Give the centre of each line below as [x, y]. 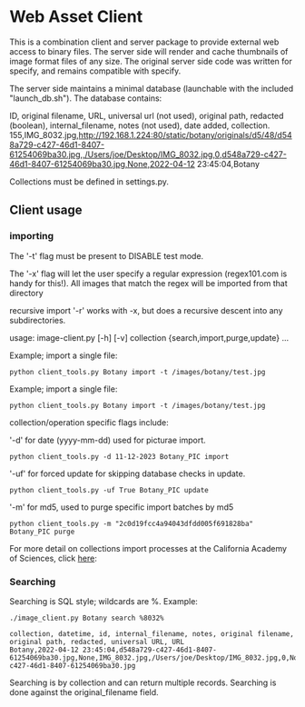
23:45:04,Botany [228, 164]
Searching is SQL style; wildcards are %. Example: [103, 601]
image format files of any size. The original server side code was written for [151, 61]
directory [26, 293]
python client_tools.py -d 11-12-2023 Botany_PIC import [119, 456]
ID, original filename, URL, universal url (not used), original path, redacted [147, 115]
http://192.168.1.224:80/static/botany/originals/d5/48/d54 [185, 134]
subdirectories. [38, 320]
